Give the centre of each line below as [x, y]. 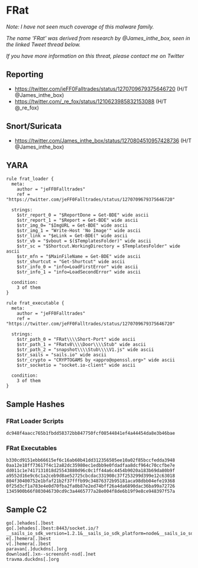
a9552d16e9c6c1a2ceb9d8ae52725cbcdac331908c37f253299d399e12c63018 [91, 476]
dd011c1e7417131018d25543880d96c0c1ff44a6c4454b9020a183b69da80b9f [91, 471]
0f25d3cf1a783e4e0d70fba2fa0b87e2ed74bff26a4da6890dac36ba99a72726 [91, 486]
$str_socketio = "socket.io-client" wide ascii [76, 365]
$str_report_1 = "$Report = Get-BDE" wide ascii [77, 220]
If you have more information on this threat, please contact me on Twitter [95, 56]
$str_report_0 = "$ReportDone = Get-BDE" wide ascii [83, 215]
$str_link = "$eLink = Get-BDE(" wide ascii [72, 236]
